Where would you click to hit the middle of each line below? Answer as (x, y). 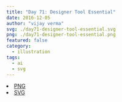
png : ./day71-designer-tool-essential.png (61, 35)
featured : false (27, 40)
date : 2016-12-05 (28, 18)
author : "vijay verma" (35, 23)
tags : (13, 57)
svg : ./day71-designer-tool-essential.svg (61, 29)
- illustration (31, 52)
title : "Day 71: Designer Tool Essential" (61, 12)
